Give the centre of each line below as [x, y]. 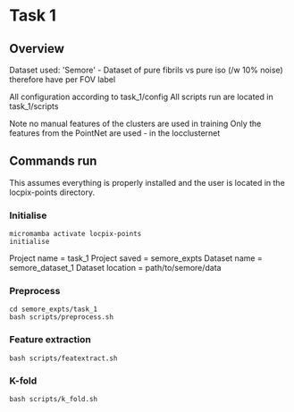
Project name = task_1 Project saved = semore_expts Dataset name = [136, 258]
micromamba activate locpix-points [76, 234]
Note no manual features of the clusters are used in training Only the [135, 123]
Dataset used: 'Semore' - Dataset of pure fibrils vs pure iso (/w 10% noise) [146, 70]
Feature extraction [50, 340]
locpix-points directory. [52, 192]
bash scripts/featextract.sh [63, 358]
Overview [37, 49]
